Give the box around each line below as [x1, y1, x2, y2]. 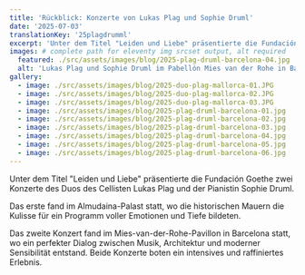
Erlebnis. [9, 256, 43, 268]
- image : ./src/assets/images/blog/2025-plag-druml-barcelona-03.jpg [17, 123, 286, 133]
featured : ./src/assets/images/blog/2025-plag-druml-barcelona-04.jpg [17, 55, 290, 64]
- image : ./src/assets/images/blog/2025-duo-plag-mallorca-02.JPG [17, 89, 274, 98]
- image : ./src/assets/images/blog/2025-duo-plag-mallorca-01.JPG [17, 81, 274, 90]
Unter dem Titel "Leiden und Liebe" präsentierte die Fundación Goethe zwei [9, 173, 293, 184]
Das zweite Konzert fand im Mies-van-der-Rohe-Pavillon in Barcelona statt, [9, 228, 291, 239]
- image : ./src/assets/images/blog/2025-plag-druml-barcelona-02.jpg [17, 114, 286, 123]
